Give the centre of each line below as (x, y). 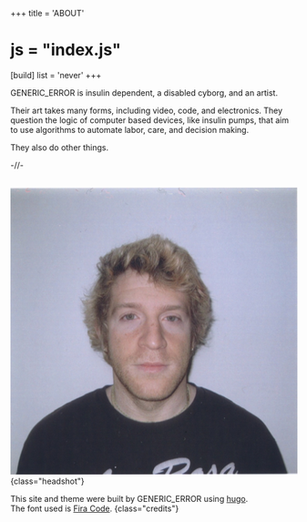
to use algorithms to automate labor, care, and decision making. (130, 129)
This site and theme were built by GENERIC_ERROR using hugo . (129, 498)
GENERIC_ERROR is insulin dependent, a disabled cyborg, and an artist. (144, 92)
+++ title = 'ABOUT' (47, 13)
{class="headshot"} (47, 481)
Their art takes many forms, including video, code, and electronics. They (147, 110)
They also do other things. (60, 147)
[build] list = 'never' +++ (56, 75)
